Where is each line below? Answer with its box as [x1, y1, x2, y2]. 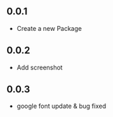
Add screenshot [16, 63, 63, 71]
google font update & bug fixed [16, 102, 106, 111]
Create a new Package [16, 24, 82, 32]
